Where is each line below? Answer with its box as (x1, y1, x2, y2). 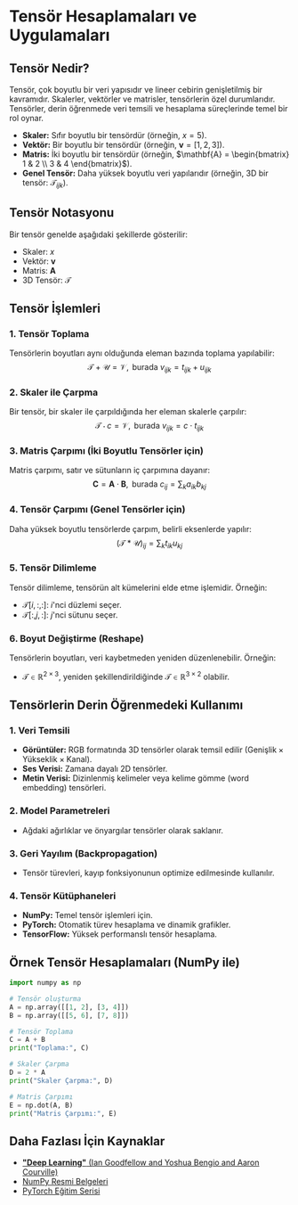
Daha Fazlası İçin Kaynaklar (9, 1134, 165, 1149)
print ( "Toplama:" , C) (9, 1044, 90, 1053)
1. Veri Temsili (9, 724, 70, 736)
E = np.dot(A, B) (9, 1101, 74, 1110)
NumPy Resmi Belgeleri (21, 1176, 109, 1187)
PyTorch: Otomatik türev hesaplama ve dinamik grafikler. (21, 920, 231, 930)
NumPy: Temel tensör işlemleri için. (21, 910, 153, 921)
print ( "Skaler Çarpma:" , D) (9, 1076, 114, 1085)
